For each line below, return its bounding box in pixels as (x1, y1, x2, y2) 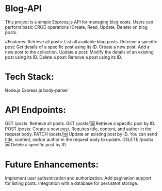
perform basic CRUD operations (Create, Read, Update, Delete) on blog (5, 24, 148, 30)
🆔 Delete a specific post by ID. (5, 141, 67, 147)
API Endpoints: (5, 104, 66, 116)
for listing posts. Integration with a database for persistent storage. (5, 180, 138, 186)
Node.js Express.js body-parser (5, 87, 68, 93)
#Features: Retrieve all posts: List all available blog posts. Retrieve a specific (5, 38, 158, 44)
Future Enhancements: (5, 159, 99, 170)
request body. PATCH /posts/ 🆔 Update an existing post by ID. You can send (5, 131, 158, 137)
